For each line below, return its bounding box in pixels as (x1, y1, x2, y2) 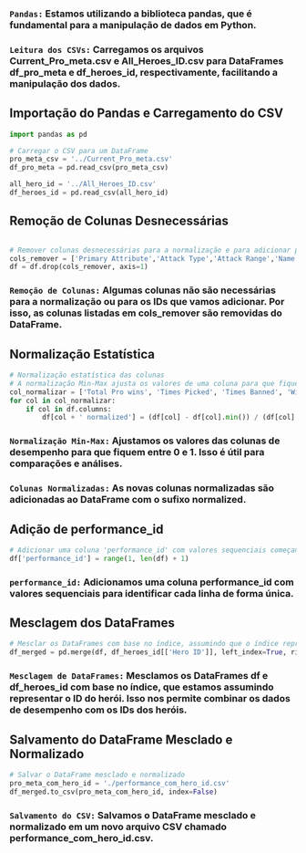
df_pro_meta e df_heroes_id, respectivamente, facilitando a (9, 66, 279, 78)
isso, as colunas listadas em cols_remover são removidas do (9, 307, 282, 319)
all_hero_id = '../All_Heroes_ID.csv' (9, 180, 157, 189)
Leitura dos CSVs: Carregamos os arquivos (9, 43, 204, 56)
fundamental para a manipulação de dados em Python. (9, 18, 257, 31)
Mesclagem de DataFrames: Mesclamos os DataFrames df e (9, 670, 269, 682)
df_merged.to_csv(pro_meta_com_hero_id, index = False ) (9, 787, 219, 796)
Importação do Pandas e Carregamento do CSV (9, 106, 284, 121)
